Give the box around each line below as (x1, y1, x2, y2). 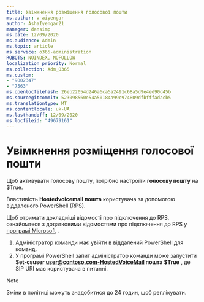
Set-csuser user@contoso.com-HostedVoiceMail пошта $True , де (15, 258, 191, 266)
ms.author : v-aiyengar (6, 15, 64, 21)
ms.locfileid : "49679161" (6, 117, 72, 123)
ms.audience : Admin (6, 37, 56, 44)
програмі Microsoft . (6, 227, 59, 234)
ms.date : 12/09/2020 (6, 32, 59, 38)
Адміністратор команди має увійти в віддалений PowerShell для (15, 239, 184, 246)
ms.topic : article (6, 44, 53, 50)
